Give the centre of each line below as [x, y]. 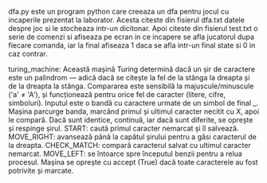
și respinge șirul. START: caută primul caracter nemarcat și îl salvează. [124, 128]
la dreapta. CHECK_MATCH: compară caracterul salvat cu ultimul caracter [130, 145]
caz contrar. [28, 54]
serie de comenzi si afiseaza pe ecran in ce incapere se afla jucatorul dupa [132, 37]
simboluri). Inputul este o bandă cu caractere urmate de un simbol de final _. [133, 103]
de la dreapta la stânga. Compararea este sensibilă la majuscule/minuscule [131, 86]
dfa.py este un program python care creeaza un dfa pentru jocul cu [119, 12]
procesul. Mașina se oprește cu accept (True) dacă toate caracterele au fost [133, 162]
